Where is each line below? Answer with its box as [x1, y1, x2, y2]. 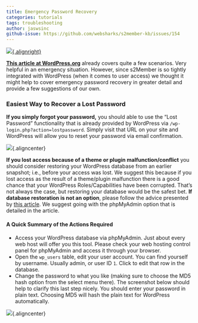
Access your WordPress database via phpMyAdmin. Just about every [14, 234, 185, 241]
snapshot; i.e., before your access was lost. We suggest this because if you [6, 169, 192, 176]
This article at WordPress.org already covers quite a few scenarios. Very [6, 60, 187, 67]
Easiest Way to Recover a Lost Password [6, 100, 126, 108]
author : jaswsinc [6, 25, 49, 32]
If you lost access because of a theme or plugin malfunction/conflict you [6, 156, 190, 164]
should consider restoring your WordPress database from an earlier [6, 162, 172, 170]
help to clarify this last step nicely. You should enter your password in [14, 285, 186, 292]
